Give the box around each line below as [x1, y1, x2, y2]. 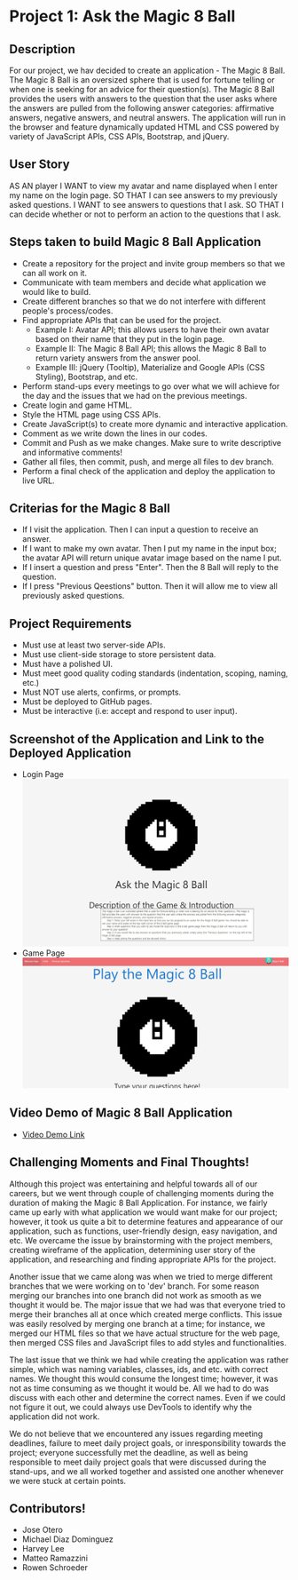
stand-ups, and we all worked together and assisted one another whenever [9, 1465, 284, 1476]
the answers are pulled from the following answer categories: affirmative [9, 103, 275, 113]
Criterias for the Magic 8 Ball [9, 501, 170, 516]
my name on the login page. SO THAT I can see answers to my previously [9, 189, 278, 201]
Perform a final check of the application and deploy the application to [21, 465, 276, 476]
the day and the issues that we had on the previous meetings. [21, 390, 247, 401]
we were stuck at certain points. [9, 1475, 127, 1486]
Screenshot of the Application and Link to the [9, 731, 264, 747]
